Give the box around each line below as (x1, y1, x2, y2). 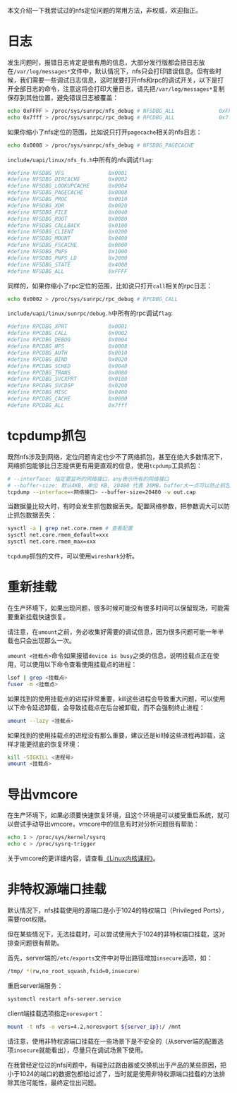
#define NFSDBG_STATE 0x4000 (7, 261, 128, 268)
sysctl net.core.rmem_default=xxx (7, 532, 109, 539)
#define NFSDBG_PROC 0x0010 (7, 196, 128, 203)
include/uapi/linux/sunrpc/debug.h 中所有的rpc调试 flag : (7, 309, 173, 317)
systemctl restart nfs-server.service (7, 995, 121, 1003)
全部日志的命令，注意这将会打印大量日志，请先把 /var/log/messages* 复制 (13, 84, 225, 93)
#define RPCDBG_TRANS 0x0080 (7, 369, 128, 376)
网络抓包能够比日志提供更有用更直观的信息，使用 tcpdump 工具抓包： (7, 461, 203, 470)
